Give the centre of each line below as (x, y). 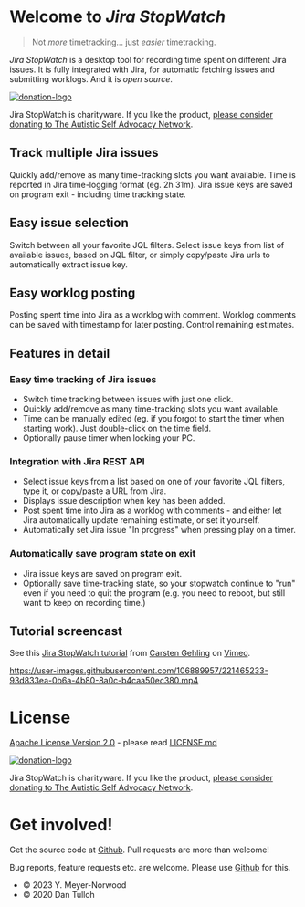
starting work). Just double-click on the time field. (117, 428)
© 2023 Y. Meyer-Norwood (74, 885)
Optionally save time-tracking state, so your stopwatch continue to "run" (159, 583)
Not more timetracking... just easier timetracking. (124, 42)
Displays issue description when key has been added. (124, 501)
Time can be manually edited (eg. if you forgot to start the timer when (153, 419)
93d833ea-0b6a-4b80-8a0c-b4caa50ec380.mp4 (104, 681)
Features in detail (60, 353)
